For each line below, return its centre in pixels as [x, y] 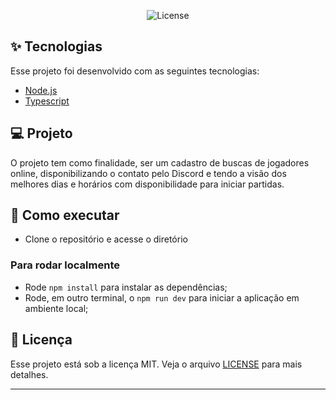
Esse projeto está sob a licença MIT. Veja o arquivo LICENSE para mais [156, 364]
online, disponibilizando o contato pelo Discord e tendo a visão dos [148, 173]
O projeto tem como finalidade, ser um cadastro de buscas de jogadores [160, 162]
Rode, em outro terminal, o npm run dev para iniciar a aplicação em [162, 297]
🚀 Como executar [65, 215]
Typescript [47, 101]
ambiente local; [56, 308]
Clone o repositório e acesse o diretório [106, 239]
